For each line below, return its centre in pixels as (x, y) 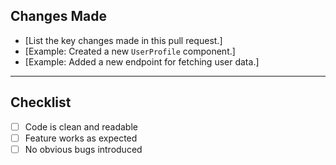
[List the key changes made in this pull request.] (123, 40)
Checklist (41, 102)
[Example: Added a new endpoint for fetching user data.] (142, 61)
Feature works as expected (81, 138)
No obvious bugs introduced (83, 149)
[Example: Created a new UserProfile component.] (130, 51)
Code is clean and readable (81, 126)
